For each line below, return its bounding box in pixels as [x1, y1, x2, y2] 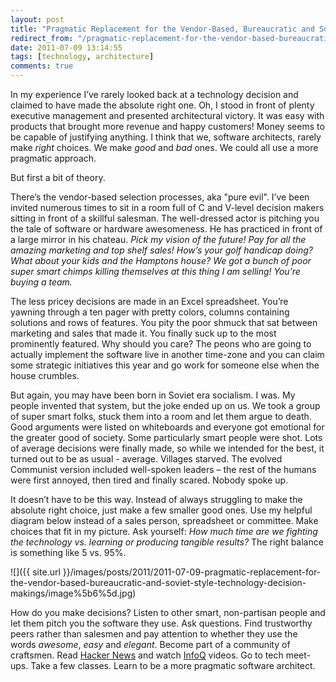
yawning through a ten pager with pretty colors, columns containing [10, 306, 290, 318]
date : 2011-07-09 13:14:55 [10, 42, 123, 53]
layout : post [10, 14, 65, 25]
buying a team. [10, 276, 73, 288]
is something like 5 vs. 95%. [10, 547, 127, 558]
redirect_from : [10, 33, 74, 43]
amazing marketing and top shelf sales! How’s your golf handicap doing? [10, 244, 313, 256]
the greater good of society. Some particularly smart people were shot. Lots [10, 432, 323, 443]
